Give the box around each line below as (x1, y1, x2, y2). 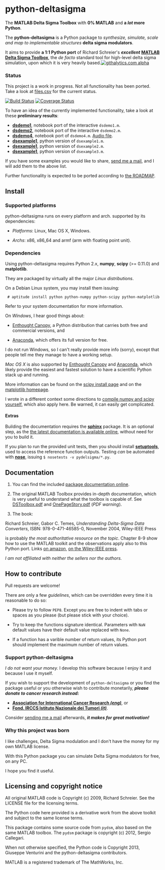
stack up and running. (5, 372, 50, 378)
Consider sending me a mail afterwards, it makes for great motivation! (5, 715, 150, 721)
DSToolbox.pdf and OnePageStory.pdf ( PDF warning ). (12, 501, 122, 508)
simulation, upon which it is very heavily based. (5, 60, 101, 65)
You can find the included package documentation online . (12, 482, 130, 487)
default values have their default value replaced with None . (12, 627, 131, 633)
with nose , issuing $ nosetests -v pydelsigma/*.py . (5, 454, 111, 460)
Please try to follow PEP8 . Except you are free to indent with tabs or (12, 607, 148, 613)
